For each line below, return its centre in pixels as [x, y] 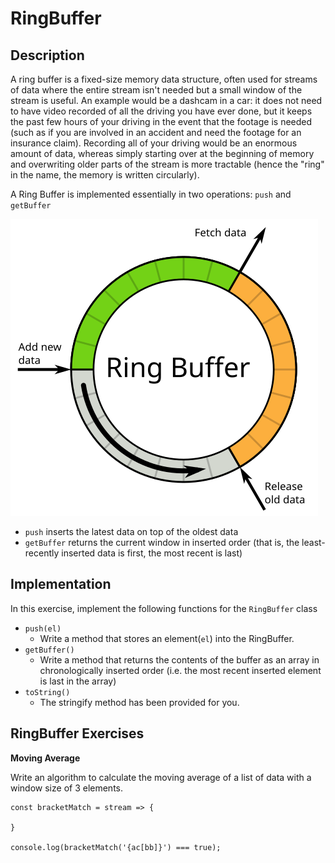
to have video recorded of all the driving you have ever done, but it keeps [161, 111]
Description [47, 55]
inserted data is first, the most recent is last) [152, 553]
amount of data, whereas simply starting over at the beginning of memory [162, 153]
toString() [47, 692]
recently [42, 553]
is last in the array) [78, 681]
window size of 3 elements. [67, 788]
